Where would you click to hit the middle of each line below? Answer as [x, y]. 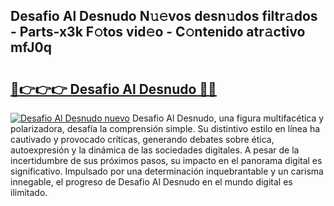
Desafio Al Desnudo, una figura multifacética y [228, 118]
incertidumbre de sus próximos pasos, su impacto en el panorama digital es [166, 160]
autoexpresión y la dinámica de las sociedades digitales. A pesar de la [155, 150]
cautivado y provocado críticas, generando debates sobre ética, [142, 139]
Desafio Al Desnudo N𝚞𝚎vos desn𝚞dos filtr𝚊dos [164, 16]
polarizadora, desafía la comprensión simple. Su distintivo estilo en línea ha [165, 128]
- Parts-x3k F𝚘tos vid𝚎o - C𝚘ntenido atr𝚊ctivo [158, 32]
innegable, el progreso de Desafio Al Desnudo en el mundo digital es [151, 182]
